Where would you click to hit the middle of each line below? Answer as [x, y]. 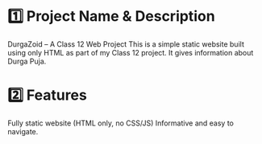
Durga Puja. [27, 61]
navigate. [23, 131]
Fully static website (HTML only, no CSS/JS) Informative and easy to [121, 123]
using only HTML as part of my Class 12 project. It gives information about [131, 52]
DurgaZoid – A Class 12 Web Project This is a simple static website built [126, 44]
